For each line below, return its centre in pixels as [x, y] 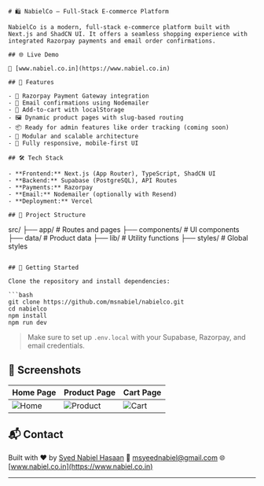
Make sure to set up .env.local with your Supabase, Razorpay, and [136, 337]
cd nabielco [27, 309]
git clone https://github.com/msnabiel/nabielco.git [96, 302]
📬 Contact [36, 434]
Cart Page [142, 392]
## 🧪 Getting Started [44, 267]
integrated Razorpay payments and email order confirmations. [112, 41]
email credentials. [56, 346]
